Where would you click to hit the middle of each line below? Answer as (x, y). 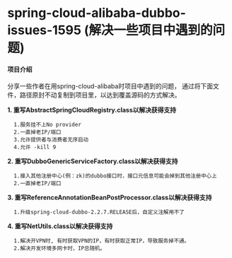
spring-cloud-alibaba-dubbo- (97, 13)
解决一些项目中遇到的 (151, 30)
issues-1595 (44, 30)
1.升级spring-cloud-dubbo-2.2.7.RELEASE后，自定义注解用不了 (99, 212)
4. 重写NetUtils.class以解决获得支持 (60, 226)
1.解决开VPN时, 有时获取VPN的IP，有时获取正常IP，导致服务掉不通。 (101, 241)
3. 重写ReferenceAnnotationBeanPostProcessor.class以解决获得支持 (110, 198)
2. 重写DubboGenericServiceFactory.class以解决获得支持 (93, 161)
